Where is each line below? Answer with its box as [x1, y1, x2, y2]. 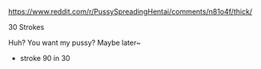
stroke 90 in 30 [19, 54, 70, 63]
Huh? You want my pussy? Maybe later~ [8, 38, 142, 47]
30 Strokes [8, 22, 45, 31]
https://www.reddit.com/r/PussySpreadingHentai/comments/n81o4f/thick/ [8, 7, 253, 16]
